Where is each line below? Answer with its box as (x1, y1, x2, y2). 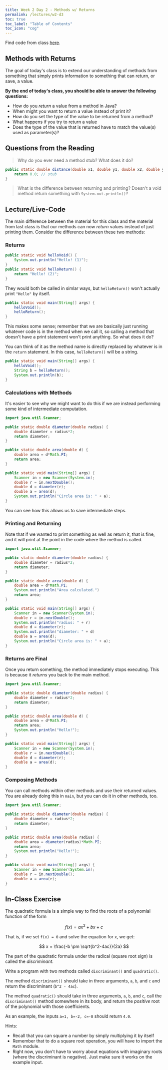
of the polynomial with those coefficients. (5, 1003, 91, 1009)
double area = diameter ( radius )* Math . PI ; (14, 839, 101, 844)
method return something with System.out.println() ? (17, 191, 128, 197)
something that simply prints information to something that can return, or (5, 73, 155, 79)
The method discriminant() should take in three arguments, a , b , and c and (5, 978, 160, 984)
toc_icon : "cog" (5, 26, 39, 31)
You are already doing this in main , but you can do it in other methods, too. (5, 793, 158, 799)
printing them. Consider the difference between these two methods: (5, 229, 145, 235)
